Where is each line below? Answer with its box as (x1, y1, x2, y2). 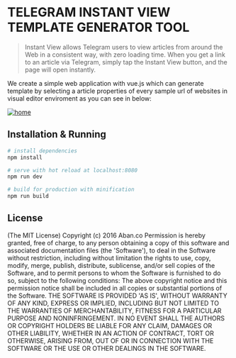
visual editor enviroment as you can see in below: (7, 94, 152, 103)
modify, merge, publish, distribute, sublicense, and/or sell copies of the (7, 261, 215, 269)
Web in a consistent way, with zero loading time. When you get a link (24, 50, 225, 59)
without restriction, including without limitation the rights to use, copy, (7, 253, 211, 262)
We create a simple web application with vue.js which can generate (7, 79, 204, 87)
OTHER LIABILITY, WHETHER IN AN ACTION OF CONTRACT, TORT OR (7, 329, 214, 337)
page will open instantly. (24, 65, 96, 74)
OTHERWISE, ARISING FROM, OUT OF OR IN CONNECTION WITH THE (7, 336, 214, 345)
